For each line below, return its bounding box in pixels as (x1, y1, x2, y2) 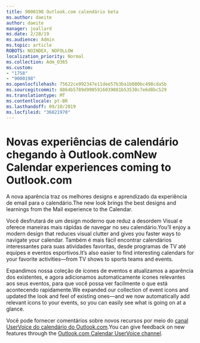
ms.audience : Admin (6, 37, 55, 43)
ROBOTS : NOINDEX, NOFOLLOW (6, 48, 73, 54)
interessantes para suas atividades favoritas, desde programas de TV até (6, 243, 186, 250)
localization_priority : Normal (6, 53, 84, 59)
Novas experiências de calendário (6, 135, 179, 149)
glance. (6, 305, 25, 312)
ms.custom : (6, 64, 33, 71)
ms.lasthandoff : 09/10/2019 (6, 103, 76, 110)
